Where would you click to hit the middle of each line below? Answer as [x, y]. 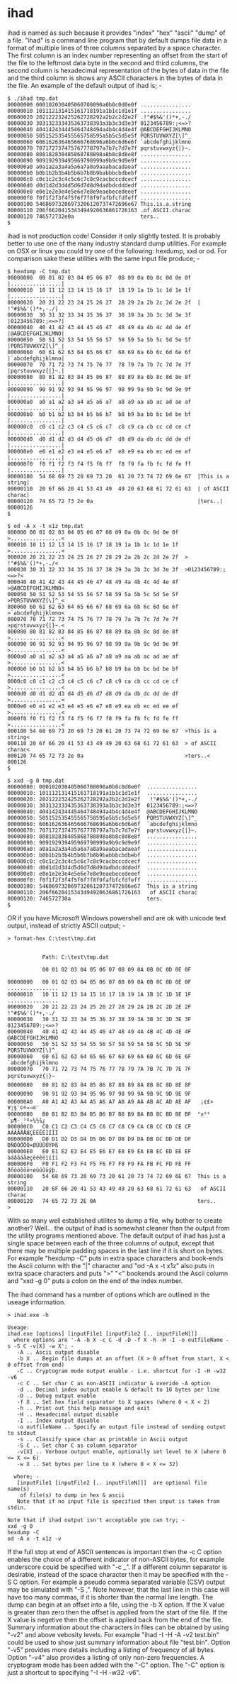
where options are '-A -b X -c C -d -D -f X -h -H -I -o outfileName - [122, 1340]
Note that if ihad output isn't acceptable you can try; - [96, 1520]
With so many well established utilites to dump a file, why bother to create [115, 1220]
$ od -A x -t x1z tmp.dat [45, 526]
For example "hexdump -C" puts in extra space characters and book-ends [115, 1258]
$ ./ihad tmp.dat [33, 98]
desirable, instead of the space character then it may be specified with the [116, 1574]
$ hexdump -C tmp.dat [39, 271]
